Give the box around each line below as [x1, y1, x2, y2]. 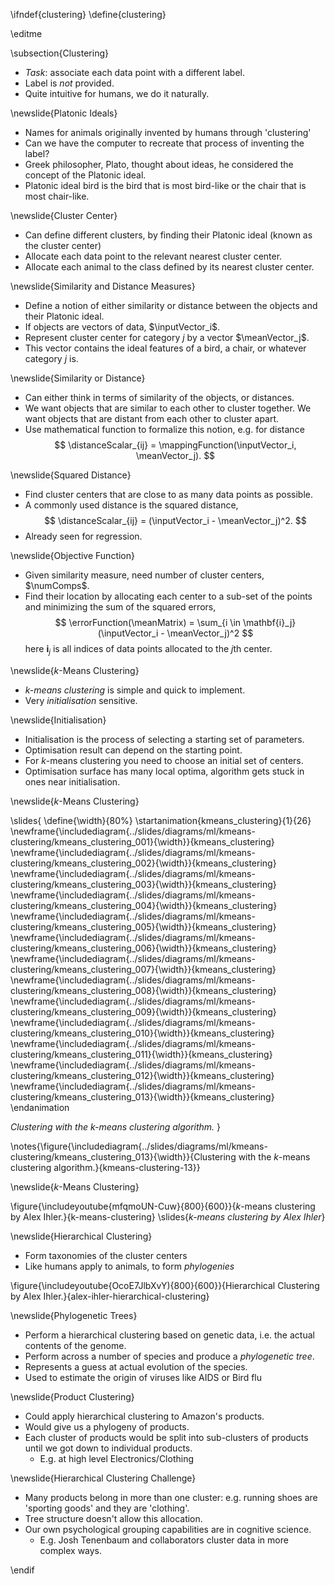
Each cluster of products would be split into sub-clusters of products [24, 1431, 309, 1443]
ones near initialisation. [24, 775, 121, 788]
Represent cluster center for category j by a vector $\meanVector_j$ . [24, 332, 310, 343]
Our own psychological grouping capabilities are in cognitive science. [24, 1523, 312, 1535]
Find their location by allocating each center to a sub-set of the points [24, 590, 313, 602]
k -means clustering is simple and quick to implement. [24, 684, 246, 696]
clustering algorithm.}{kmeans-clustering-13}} [10, 1161, 201, 1173]
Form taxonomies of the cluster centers [24, 1249, 188, 1261]
